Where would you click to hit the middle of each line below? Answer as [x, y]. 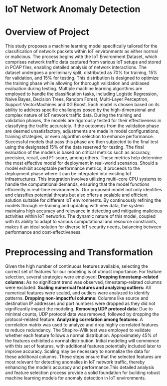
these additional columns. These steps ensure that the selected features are [83, 357]
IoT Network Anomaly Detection [73, 9]
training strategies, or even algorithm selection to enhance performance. [80, 137]
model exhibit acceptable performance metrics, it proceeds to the [73, 168]
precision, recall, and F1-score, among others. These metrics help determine [84, 158]
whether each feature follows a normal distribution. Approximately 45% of [81, 335]
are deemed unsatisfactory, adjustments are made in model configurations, [82, 131]
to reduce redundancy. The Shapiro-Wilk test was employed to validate [78, 330]
